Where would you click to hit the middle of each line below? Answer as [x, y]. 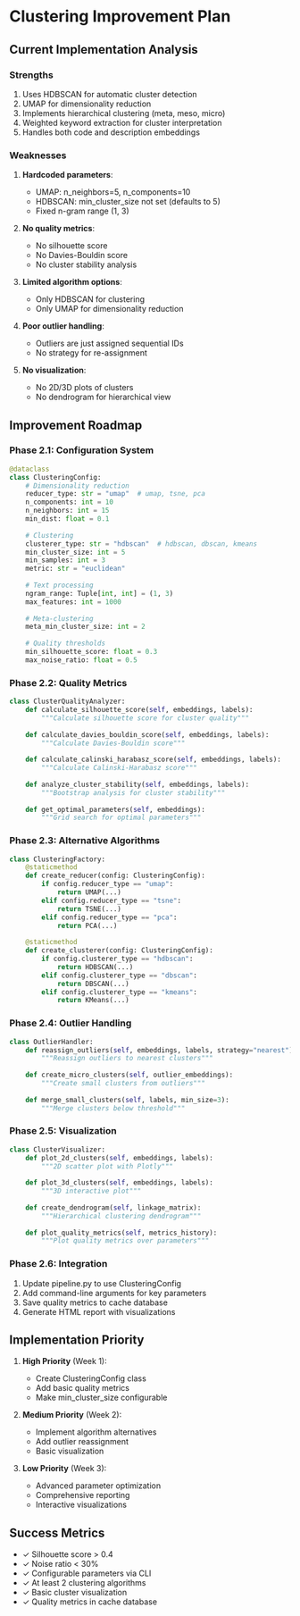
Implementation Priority [77, 1340]
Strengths [31, 75]
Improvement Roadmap [76, 425]
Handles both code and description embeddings [111, 132]
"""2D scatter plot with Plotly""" [108, 1166]
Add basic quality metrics [82, 1388]
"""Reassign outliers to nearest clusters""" [128, 1059]
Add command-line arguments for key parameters [114, 1293]
